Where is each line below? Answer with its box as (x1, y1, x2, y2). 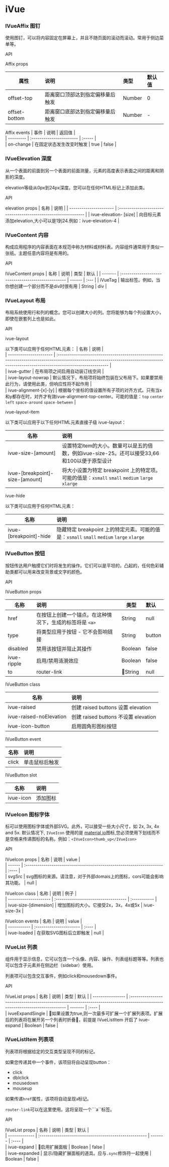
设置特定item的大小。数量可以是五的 (62, 442, 148, 449)
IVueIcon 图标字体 (5, 811, 50, 818)
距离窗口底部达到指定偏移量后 (44, 108, 116, 115)
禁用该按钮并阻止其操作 (36, 645, 92, 652)
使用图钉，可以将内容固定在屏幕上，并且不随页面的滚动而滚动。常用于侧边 (5, 35, 159, 41)
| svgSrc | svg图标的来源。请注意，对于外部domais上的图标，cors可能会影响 (5, 873, 164, 879)
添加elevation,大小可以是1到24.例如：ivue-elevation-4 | (5, 218, 120, 224)
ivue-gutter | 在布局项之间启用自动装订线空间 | (8, 368, 104, 374)
